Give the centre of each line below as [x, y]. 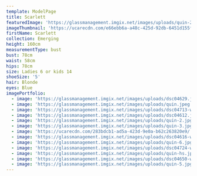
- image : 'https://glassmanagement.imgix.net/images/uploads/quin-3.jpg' [103, 126]
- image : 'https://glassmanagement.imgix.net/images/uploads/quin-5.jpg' [103, 164]
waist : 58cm [21, 60]
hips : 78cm [19, 66]
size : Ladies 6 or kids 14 [39, 72]
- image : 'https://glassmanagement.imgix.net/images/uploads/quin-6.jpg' [103, 142]
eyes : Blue [19, 88]
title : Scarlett [26, 17]
